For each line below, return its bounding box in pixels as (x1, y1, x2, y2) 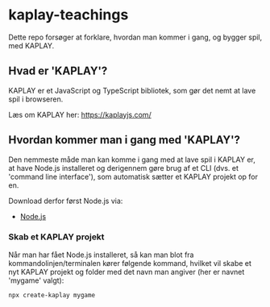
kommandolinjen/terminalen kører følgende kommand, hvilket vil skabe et (8, 258, 252, 268)
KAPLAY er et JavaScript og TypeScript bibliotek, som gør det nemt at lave (8, 85, 256, 95)
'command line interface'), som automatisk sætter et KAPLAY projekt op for (8, 172, 258, 181)
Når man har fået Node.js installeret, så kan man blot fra (8, 250, 194, 259)
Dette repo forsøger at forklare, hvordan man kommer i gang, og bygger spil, (8, 32, 263, 42)
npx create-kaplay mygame (8, 291, 95, 299)
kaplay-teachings (8, 6, 129, 24)
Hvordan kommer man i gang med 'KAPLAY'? (8, 133, 240, 147)
